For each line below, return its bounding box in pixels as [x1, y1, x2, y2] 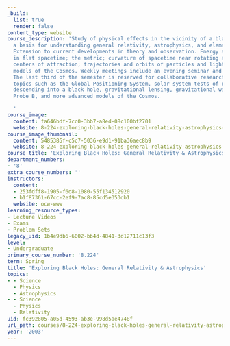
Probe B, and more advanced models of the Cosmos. [13, 93, 161, 100]
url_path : [7, 321, 36, 329]
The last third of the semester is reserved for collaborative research [13, 73, 225, 81]
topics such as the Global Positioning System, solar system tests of [13, 80, 219, 87]
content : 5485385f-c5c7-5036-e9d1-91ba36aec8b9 [13, 137, 152, 144]
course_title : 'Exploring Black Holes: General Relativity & [7, 150, 186, 157]
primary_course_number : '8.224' [7, 251, 99, 259]
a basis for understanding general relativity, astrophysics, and [13, 42, 207, 49]
